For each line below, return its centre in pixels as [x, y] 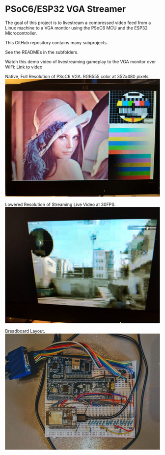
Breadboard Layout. [25, 331]
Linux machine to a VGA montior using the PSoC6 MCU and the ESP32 [76, 28]
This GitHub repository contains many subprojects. [56, 42]
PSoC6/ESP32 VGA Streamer [66, 9]
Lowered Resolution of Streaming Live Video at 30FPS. [61, 204]
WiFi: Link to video [24, 67]
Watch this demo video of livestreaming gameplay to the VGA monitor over [81, 61]
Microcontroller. [21, 33]
